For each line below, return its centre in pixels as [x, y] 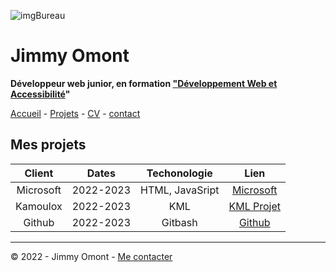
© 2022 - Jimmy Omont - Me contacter [91, 256]
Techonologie [179, 173]
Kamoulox [39, 206]
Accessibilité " [40, 94]
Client [39, 173]
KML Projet [255, 206]
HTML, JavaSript [180, 190]
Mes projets [48, 145]
